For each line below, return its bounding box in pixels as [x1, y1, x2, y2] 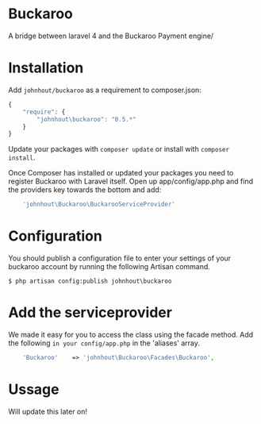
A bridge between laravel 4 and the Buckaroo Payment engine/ [8, 31, 214, 40]
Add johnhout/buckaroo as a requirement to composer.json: [8, 85, 202, 94]
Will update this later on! [8, 407, 88, 416]
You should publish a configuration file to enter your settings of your [8, 253, 232, 263]
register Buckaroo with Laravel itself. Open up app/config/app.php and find [8, 176, 254, 187]
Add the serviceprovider [8, 303, 173, 322]
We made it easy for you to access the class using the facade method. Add [8, 330, 254, 339]
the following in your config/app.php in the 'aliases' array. [8, 338, 201, 348]
